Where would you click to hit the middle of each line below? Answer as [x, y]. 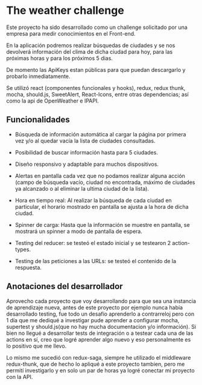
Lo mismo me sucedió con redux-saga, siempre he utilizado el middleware [99, 357]
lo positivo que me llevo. [36, 346]
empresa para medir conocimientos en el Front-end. [71, 33]
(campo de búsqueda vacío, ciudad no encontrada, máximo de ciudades [105, 182]
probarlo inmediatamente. [38, 76]
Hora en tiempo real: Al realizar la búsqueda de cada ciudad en [93, 200]
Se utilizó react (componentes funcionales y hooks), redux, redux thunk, [96, 87]
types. [23, 249]
